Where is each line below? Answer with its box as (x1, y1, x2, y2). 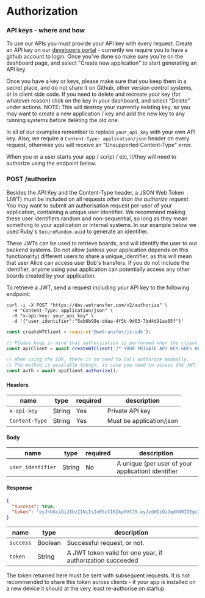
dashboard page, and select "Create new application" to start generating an (6, 59, 197, 67)
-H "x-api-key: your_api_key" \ (12, 312, 95, 319)
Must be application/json (107, 417, 179, 425)
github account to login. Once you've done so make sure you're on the (6, 53, 184, 60)
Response (6, 484, 32, 492)
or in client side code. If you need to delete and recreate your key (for (6, 90, 181, 98)
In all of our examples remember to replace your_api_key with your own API (6, 128, 196, 135)
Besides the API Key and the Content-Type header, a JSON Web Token (6, 189, 184, 196)
